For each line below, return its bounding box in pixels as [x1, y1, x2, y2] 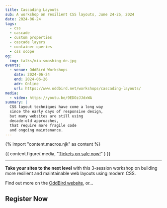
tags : [5, 21, 16, 26]
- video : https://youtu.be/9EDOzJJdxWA [9, 95, 92, 100]
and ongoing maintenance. [9, 127, 64, 132]
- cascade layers [9, 40, 46, 45]
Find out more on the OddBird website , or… [5, 180, 93, 186]
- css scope [9, 49, 35, 54]
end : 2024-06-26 [14, 77, 48, 82]
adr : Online [14, 81, 39, 86]
